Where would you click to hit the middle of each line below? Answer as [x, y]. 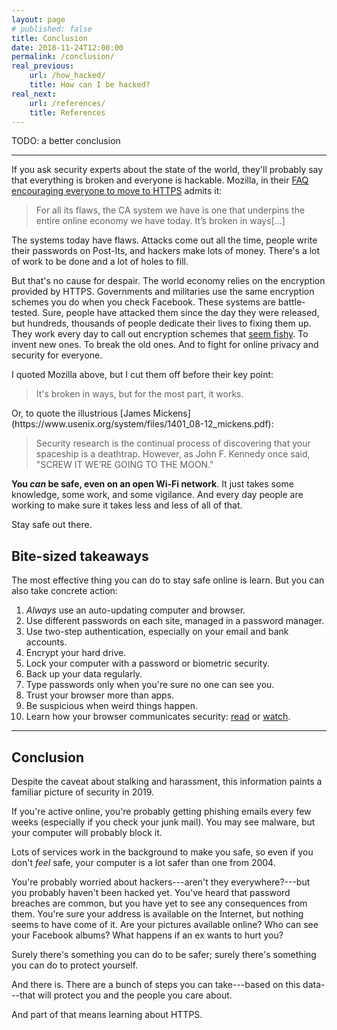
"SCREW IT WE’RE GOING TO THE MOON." [124, 465]
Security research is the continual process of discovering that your [173, 443]
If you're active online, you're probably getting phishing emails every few [161, 811]
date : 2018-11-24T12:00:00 [67, 47]
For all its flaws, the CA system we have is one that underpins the [170, 210]
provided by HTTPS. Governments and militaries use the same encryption [163, 292]
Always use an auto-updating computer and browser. [135, 610]
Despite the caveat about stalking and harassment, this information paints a [167, 781]
